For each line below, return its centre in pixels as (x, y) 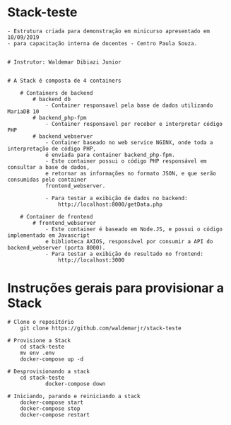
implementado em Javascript (49, 235)
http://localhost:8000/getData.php (110, 204)
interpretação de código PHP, (52, 149)
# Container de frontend (57, 216)
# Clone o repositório (41, 322)
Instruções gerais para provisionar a (116, 288)
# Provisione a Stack (39, 340)
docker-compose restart (55, 414)
